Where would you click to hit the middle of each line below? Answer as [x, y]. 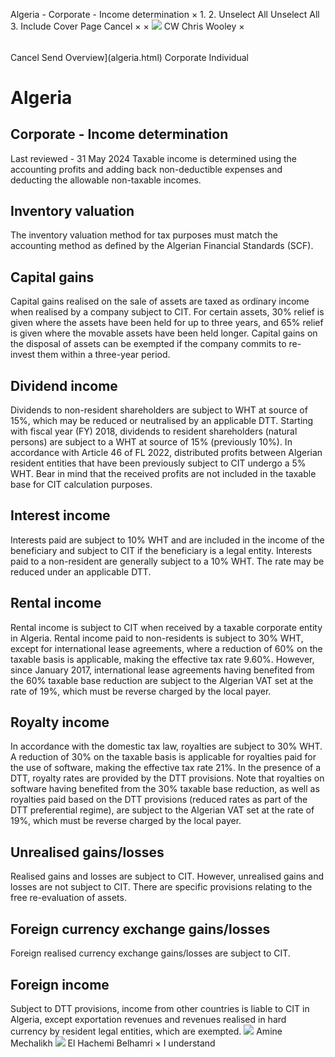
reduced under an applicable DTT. [81, 571]
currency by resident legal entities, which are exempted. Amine [146, 1031]
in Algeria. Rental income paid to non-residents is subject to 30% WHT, [157, 638]
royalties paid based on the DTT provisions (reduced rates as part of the [159, 800]
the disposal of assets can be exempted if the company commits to [148, 344]
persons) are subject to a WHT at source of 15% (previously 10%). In [151, 442]
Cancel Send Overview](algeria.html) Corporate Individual [129, 57]
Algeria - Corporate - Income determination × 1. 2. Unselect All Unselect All [165, 14]
